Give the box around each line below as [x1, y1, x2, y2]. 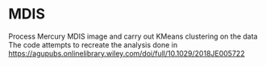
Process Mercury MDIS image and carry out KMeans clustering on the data [8, 31, 258, 41]
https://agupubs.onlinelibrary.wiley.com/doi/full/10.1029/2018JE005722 [8, 48, 245, 58]
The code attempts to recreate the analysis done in [8, 39, 178, 49]
